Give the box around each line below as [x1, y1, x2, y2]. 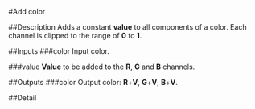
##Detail [8, 93, 37, 103]
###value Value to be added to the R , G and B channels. [8, 62, 195, 71]
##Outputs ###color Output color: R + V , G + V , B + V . [8, 78, 179, 87]
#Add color [8, 7, 46, 16]
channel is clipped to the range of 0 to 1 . [8, 31, 142, 40]
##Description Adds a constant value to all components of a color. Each [8, 22, 247, 31]
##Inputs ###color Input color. [8, 46, 110, 55]
